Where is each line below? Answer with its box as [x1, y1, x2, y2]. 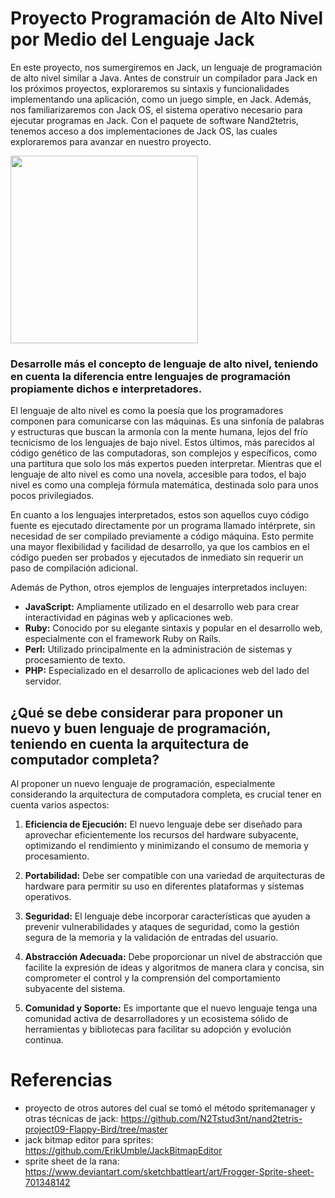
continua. [24, 1034, 64, 1046]
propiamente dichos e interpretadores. [10, 382, 203, 396]
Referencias [10, 1069, 113, 1092]
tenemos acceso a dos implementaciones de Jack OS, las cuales [10, 125, 278, 137]
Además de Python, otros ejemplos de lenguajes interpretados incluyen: [10, 582, 308, 594]
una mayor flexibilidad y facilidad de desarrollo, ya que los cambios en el [10, 541, 310, 553]
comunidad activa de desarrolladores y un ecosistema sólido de [24, 1013, 289, 1025]
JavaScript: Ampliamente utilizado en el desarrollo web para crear [24, 601, 300, 613]
